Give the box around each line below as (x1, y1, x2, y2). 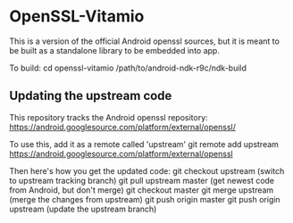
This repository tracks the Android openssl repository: (9, 111, 208, 122)
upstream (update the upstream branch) (9, 203, 157, 214)
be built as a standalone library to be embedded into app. (9, 45, 221, 55)
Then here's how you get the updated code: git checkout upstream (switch (9, 165, 285, 176)
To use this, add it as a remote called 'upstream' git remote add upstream (9, 138, 280, 149)
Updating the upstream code (9, 88, 172, 103)
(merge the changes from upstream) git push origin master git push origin (9, 194, 280, 204)
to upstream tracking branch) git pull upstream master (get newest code (9, 175, 275, 186)
